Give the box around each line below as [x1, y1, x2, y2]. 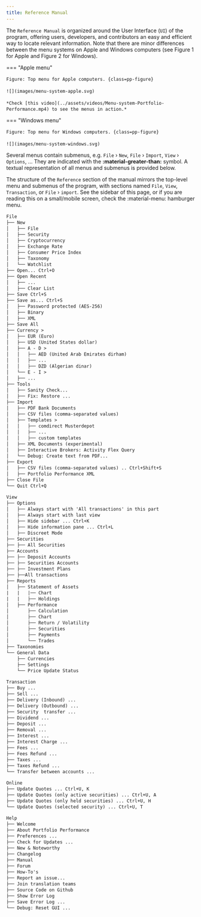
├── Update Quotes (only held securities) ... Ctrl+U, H [6, 798, 151, 804]
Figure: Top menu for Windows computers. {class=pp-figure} [6, 129, 160, 135]
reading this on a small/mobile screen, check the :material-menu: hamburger [6, 195, 195, 202]
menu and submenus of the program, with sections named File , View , [6, 182, 178, 189]
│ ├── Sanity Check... [6, 387, 68, 393]
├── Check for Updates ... [6, 839, 74, 845]
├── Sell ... [6, 691, 39, 697]
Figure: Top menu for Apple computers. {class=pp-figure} [6, 76, 154, 82]
